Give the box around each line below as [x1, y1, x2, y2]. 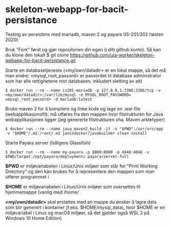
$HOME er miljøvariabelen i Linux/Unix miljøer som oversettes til [5, 183, 140, 189]
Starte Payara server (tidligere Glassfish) [5, 139, 91, 146]
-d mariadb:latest [53, 97, 93, 102]
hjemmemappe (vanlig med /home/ [5, 189, 79, 195]
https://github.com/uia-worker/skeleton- [69, 52, 155, 58]
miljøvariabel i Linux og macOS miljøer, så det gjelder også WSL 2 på [5, 210, 150, 216]
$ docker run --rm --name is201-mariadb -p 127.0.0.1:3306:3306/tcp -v [5, 88, 161, 93]
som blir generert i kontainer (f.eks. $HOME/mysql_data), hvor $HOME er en [5, 204, 165, 210]
